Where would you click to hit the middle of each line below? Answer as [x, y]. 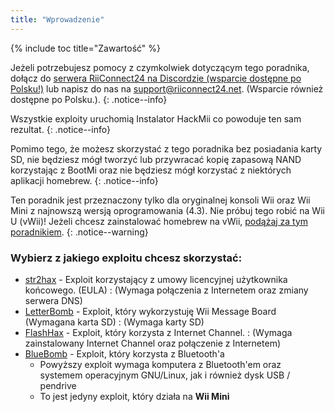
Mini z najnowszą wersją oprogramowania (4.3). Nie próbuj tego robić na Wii [167, 210]
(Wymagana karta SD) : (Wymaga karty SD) [114, 322]
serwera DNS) [53, 300]
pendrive [58, 385]
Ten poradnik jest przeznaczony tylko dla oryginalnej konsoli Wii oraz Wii [160, 200]
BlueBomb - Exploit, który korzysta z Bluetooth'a [124, 353]
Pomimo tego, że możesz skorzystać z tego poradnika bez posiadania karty [166, 148]
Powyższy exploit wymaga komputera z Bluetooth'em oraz [160, 364]
